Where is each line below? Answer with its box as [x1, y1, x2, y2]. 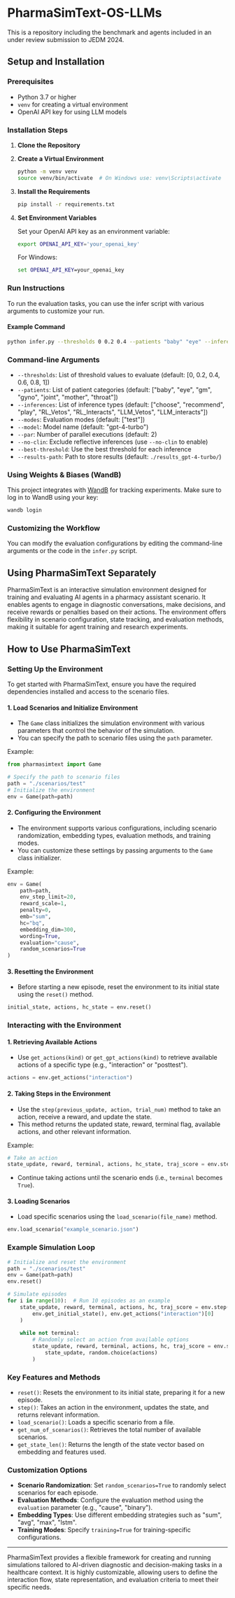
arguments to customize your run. [7, 307, 105, 315]
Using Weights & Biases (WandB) [7, 470, 122, 479]
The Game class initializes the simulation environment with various [17, 719, 205, 727]
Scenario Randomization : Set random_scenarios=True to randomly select [17, 1481, 227, 1490]
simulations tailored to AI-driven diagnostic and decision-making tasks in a [7, 1561, 222, 1569]
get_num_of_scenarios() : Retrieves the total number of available [17, 1426, 201, 1434]
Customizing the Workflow [7, 524, 100, 533]
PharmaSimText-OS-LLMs [7, 5, 162, 21]
